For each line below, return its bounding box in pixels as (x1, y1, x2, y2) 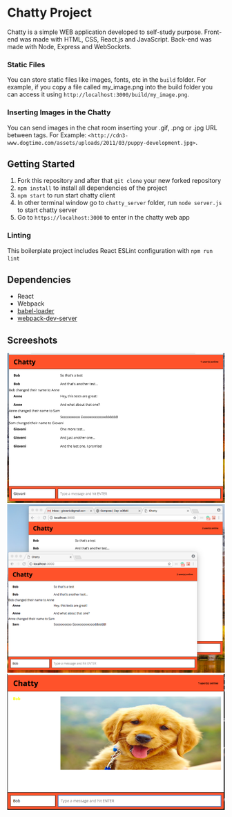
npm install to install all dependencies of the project (17, 184, 168, 192)
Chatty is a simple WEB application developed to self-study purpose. (7, 28, 203, 36)
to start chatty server (17, 206, 77, 214)
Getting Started (7, 158, 75, 170)
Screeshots (7, 334, 58, 346)
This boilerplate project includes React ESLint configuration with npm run (7, 246, 213, 254)
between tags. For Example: (7, 130, 87, 139)
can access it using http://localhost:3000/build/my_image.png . (7, 90, 190, 98)
